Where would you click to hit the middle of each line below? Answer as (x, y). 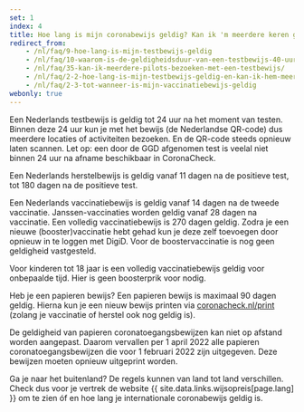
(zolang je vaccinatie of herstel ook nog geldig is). (103, 314)
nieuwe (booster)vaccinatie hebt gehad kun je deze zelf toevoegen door (144, 231)
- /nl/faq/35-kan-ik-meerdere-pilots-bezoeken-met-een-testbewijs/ (155, 69)
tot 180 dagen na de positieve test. (74, 185)
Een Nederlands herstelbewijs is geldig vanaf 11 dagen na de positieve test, (149, 175)
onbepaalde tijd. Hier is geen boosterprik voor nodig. (108, 278)
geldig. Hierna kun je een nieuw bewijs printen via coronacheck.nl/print (142, 305)
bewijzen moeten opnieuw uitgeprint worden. (94, 361)
